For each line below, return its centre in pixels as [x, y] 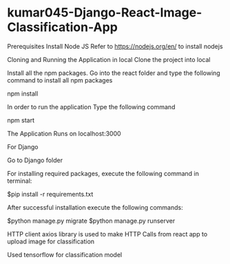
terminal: [20, 181]
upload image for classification [51, 241]
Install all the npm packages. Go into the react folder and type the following [114, 73]
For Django [23, 146]
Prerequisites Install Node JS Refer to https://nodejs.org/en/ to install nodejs [115, 46]
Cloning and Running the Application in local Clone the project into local [109, 59]
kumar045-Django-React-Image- [105, 13]
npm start [21, 120]
